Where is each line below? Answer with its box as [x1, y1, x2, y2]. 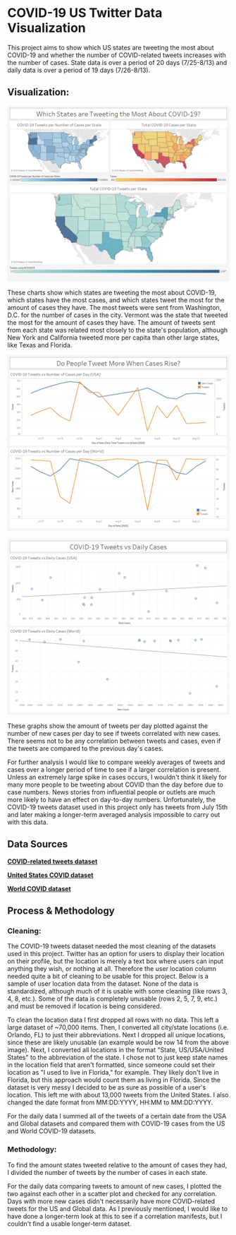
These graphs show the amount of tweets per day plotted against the [7, 722, 209, 730]
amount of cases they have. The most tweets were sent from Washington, [7, 304, 222, 312]
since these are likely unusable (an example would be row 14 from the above [7, 1038, 230, 1046]
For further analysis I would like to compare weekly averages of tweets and [7, 758, 225, 766]
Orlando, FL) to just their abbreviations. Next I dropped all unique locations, [7, 1031, 225, 1039]
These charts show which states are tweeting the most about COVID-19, [7, 288, 217, 297]
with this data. [7, 818, 49, 826]
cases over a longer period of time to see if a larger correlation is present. [7, 765, 221, 774]
